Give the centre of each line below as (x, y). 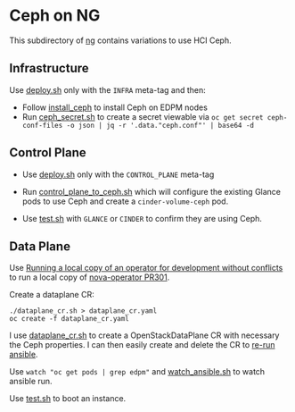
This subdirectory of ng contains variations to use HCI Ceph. (120, 40)
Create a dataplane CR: (52, 295)
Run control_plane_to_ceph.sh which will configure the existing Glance (152, 191)
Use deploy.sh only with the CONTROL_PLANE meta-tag (118, 174)
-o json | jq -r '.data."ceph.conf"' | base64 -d (160, 125)
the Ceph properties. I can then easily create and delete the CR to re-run (142, 345)
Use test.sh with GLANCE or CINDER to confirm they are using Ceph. (142, 218)
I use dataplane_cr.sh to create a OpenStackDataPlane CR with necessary (144, 335)
